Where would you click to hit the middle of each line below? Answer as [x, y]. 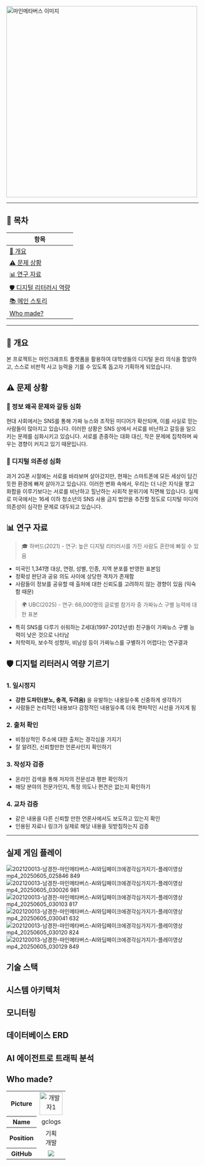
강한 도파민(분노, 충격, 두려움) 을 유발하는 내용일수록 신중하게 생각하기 [98, 700]
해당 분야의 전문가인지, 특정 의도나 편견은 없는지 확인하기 [83, 787]
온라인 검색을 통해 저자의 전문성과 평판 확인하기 [71, 779]
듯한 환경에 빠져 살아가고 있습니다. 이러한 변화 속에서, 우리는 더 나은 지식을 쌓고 [101, 484]
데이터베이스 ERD [38, 1035]
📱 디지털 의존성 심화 [34, 462]
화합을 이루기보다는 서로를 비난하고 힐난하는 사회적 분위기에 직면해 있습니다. [97, 491]
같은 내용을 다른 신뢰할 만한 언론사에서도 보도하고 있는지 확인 [88, 818]
